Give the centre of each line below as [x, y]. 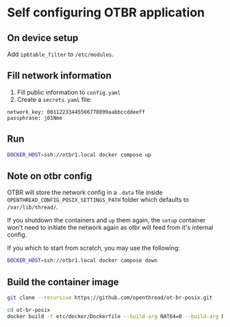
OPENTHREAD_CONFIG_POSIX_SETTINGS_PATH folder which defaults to [98, 200]
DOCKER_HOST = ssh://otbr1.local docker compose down [82, 261]
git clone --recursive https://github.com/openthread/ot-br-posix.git [110, 298]
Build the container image [63, 282]
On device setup [43, 38]
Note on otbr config [50, 176]
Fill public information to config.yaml [69, 92]
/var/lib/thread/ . [33, 207]
